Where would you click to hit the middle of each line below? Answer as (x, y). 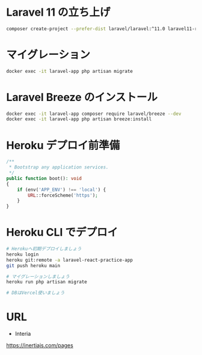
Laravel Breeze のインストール (82, 97)
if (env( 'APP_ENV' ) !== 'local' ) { (62, 190)
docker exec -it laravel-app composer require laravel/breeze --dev (94, 114)
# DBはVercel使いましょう (35, 293)
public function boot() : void (44, 178)
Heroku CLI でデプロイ (62, 233)
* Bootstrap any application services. (59, 167)
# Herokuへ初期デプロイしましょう (44, 249)
